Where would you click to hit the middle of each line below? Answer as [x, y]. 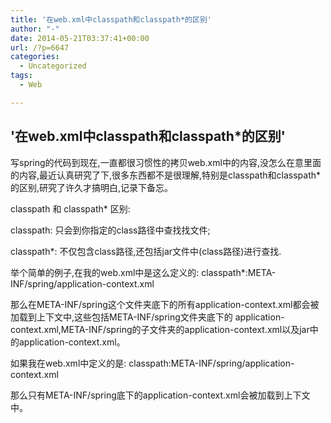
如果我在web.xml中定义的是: [68, 363]
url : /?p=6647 [40, 47]
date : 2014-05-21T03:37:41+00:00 [80, 38]
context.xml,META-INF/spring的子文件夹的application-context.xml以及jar [160, 329]
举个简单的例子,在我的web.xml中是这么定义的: [105, 272]
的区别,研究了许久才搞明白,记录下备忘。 [92, 187]
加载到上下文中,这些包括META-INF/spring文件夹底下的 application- [147, 317]
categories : [35, 57]
